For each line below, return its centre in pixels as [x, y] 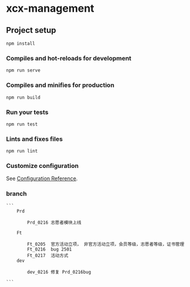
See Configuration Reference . [42, 178]
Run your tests [27, 112]
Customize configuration [43, 166]
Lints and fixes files [35, 139]
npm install [21, 43]
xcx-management [50, 9]
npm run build [23, 97]
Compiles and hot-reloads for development [69, 58]
